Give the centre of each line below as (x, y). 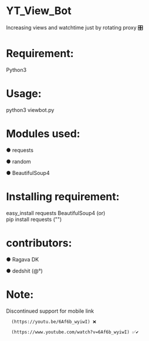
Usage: (24, 94)
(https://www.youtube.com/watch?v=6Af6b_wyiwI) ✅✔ (75, 332)
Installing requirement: (63, 196)
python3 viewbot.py (30, 110)
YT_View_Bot (39, 11)
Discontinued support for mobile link (50, 311)
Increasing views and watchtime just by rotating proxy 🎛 (75, 27)
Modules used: (43, 134)
